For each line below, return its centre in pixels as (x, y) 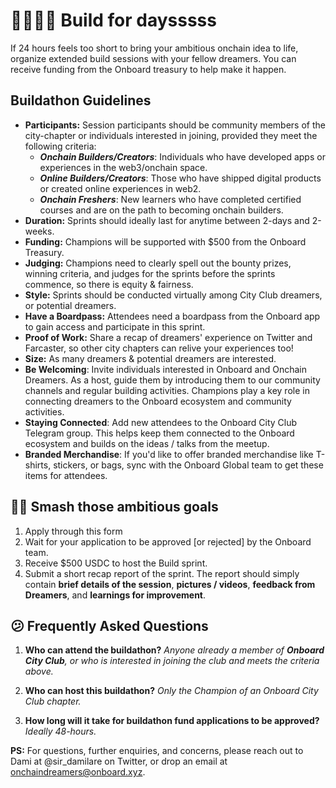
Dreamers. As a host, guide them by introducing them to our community (172, 380)
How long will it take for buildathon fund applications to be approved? (172, 721)
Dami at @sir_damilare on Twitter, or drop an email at (119, 761)
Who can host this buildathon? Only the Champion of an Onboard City (171, 691)
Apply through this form (73, 531)
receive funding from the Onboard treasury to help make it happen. (148, 69)
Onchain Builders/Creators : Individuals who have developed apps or (182, 156)
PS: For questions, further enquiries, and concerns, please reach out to (157, 751)
